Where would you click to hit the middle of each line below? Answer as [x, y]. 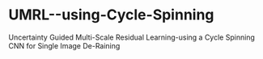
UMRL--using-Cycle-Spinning [111, 15]
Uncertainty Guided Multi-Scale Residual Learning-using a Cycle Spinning [131, 37]
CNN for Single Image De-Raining [64, 45]
